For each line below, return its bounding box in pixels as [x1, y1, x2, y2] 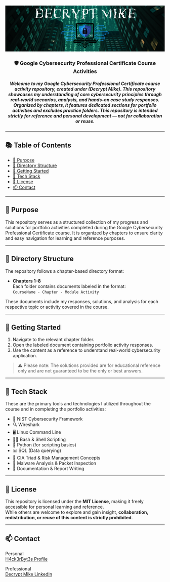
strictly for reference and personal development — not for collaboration [8, 112, 162, 119]
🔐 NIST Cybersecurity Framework [12, 416, 83, 422]
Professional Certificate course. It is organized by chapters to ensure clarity [5, 230, 163, 236]
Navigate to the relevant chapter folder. [12, 337, 95, 343]
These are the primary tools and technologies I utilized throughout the [5, 401, 151, 407]
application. [12, 353, 37, 359]
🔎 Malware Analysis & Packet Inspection [12, 460, 97, 466]
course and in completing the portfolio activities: [5, 406, 106, 412]
